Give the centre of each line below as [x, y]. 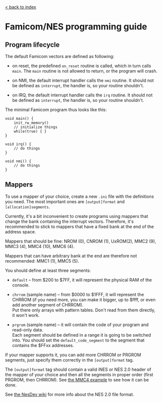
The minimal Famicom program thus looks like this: [56, 110]
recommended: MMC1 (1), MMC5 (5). [42, 261]
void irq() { [18, 144]
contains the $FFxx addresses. [43, 345]
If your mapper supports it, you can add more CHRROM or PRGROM [73, 355]
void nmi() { [18, 161]
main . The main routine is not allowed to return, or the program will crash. [85, 71]
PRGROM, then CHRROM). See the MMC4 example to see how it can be [77, 380]
